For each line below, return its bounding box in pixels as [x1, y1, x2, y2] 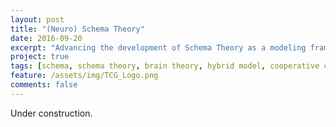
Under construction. [10, 107, 93, 119]
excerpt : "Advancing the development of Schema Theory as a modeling [10, 42, 307, 53]
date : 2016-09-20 [10, 33, 83, 43]
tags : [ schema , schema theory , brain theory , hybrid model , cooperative [10, 61, 320, 71]
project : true [10, 52, 70, 62]
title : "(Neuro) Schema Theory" [10, 24, 145, 34]
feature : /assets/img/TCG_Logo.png [10, 71, 159, 81]
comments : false [10, 80, 78, 90]
